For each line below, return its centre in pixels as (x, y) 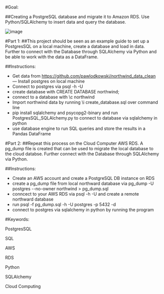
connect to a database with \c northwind (53, 97)
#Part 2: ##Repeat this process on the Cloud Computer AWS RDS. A (74, 143)
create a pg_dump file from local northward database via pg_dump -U (83, 183)
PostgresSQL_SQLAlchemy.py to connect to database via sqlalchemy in (85, 118)
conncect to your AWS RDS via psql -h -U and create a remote (76, 194)
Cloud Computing (23, 286)
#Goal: (12, 7)
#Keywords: (17, 219)
